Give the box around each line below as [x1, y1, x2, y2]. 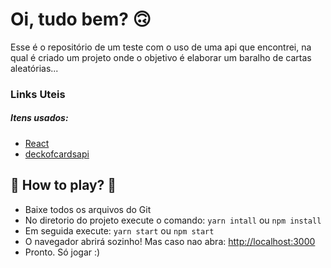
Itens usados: [10, 112, 69, 124]
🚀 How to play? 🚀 [10, 177, 117, 194]
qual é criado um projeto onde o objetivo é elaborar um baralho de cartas [10, 51, 312, 63]
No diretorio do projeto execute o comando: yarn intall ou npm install [24, 214, 322, 226]
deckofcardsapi [24, 148, 90, 160]
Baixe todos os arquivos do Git [24, 203, 152, 215]
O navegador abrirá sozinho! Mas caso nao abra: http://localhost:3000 [24, 235, 316, 247]
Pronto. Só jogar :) [24, 246, 101, 258]
